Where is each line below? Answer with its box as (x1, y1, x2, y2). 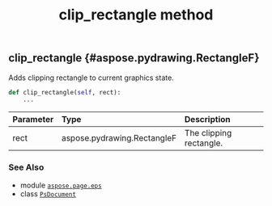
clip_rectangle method (58, 6, 214, 24)
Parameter (12, 114, 54, 125)
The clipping (185, 128, 232, 139)
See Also (8, 162, 45, 173)
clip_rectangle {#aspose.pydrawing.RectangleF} (8, 51, 260, 65)
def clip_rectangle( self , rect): (8, 88, 121, 96)
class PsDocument (19, 188, 77, 199)
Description (185, 114, 231, 125)
